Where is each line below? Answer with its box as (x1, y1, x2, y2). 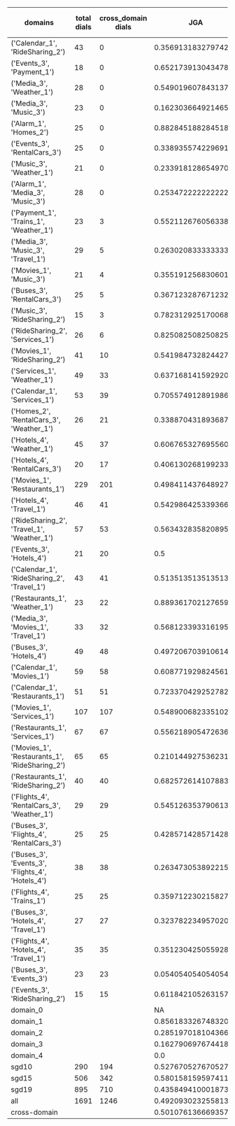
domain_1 (10, 1017, 43, 1026)
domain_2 (10, 1028, 43, 1037)
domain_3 (10, 1039, 43, 1048)
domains (24, 17, 55, 27)
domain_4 (10, 1050, 43, 1060)
